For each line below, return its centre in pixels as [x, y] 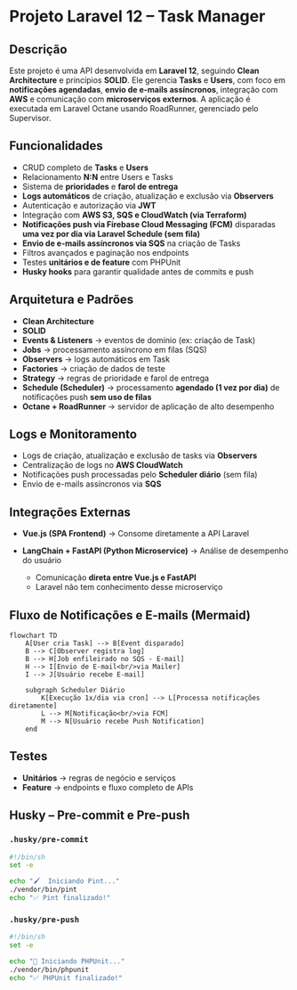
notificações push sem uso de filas [87, 397]
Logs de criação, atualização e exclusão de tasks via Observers [140, 455]
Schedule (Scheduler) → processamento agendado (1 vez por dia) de [151, 387]
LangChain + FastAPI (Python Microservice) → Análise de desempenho [155, 551]
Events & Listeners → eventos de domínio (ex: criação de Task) [139, 340]
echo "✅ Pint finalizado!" [60, 898]
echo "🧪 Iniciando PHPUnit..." [67, 961]
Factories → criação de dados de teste [94, 368]
